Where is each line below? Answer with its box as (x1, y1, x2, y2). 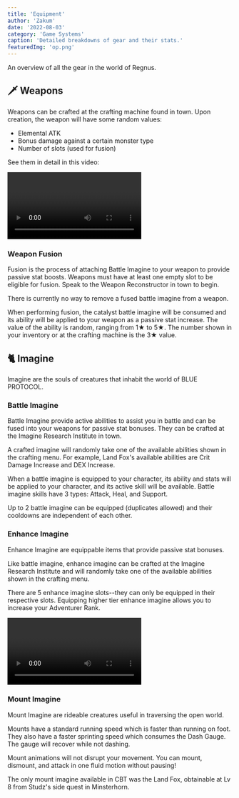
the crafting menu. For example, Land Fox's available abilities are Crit (7, 453, 210, 462)
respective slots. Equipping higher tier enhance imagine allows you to (7, 596, 212, 604)
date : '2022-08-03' (7, 24, 66, 31)
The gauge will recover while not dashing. (7, 739, 131, 748)
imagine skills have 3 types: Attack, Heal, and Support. (7, 490, 168, 499)
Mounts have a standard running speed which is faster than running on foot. (7, 724, 231, 733)
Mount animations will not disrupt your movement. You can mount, (7, 753, 203, 762)
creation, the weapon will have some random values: (7, 115, 163, 124)
